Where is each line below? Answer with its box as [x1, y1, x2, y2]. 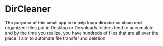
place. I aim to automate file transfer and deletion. [5, 35, 107, 41]
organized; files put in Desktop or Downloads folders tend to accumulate [5, 24, 154, 30]
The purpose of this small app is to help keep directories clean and [5, 20, 142, 25]
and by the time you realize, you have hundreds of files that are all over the [5, 30, 159, 36]
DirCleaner [5, 3, 51, 15]
